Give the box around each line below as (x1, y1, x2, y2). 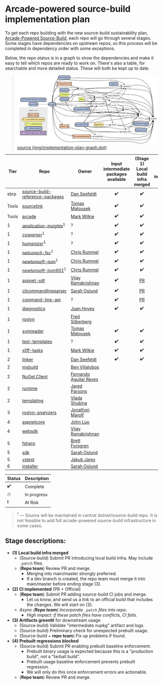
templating (22, 398, 44, 403)
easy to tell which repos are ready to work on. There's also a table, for (5, 60, 145, 66)
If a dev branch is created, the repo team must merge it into (26, 576, 146, 582)
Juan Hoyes (70, 306, 95, 312)
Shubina (70, 400, 87, 406)
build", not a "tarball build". (26, 653, 81, 659)
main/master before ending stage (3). (26, 581, 102, 586)
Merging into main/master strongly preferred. (26, 570, 117, 576)
